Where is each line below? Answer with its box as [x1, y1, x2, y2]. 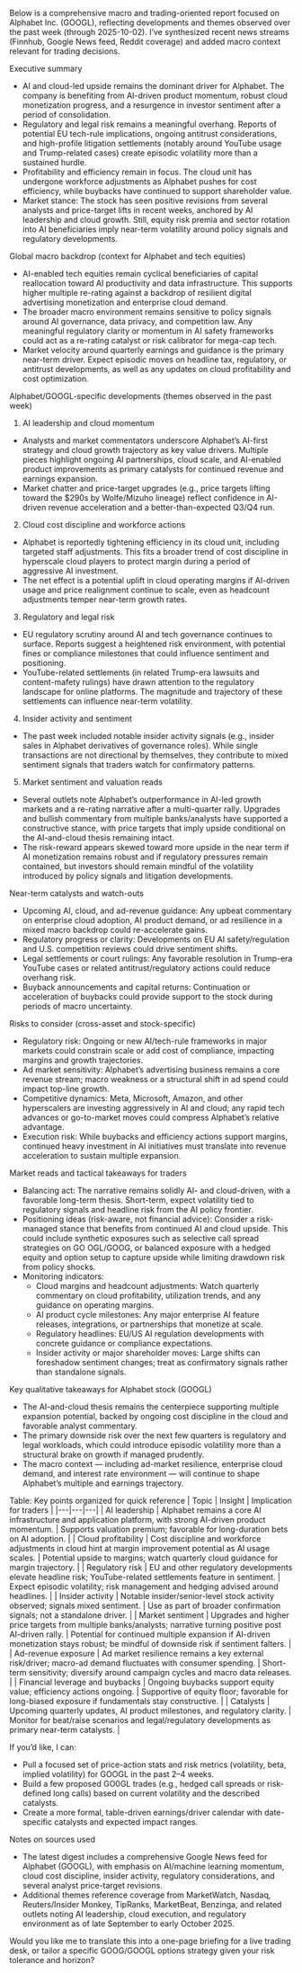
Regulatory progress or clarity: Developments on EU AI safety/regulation [22, 934, 290, 945]
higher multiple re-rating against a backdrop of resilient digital [22, 288, 252, 298]
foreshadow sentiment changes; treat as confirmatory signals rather [35, 1357, 289, 1367]
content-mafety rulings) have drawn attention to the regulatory [22, 677, 254, 687]
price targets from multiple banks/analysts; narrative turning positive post [9, 1620, 281, 1630]
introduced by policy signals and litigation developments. [22, 871, 234, 881]
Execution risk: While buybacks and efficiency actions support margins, [22, 1132, 288, 1142]
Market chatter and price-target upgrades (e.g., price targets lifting [22, 483, 271, 493]
